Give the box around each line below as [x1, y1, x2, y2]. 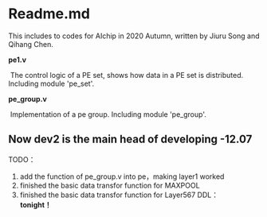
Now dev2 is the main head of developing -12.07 [8, 133, 253, 146]
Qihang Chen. [8, 39, 54, 48]
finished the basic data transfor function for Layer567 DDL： [19, 190, 219, 200]
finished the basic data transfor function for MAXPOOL [19, 180, 201, 190]
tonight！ [19, 200, 52, 209]
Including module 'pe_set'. [8, 79, 94, 88]
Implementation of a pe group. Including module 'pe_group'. [10, 109, 207, 119]
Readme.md [8, 5, 90, 23]
